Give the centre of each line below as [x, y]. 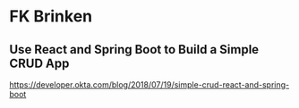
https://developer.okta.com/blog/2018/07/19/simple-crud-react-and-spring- [149, 85]
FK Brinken [51, 17]
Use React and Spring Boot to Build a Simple [134, 50]
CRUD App [39, 63]
